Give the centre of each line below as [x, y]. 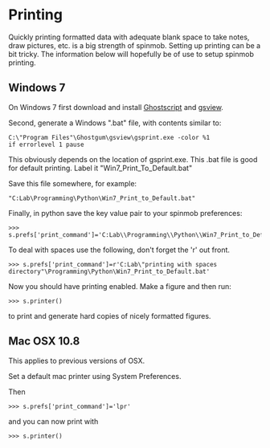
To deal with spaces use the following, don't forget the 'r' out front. [119, 250]
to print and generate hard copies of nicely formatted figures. [110, 316]
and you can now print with [53, 421]
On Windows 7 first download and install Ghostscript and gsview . [116, 107]
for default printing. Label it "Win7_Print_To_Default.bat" [100, 168]
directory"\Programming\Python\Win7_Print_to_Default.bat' [109, 271]
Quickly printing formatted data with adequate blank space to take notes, [129, 37]
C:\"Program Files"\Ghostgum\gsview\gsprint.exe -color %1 [109, 137]
